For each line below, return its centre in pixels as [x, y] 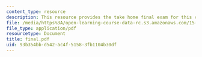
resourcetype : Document [36, 34]
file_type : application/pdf [41, 28]
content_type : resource [36, 12]
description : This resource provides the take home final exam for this [99, 17]
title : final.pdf [28, 39]
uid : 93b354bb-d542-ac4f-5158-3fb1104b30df [62, 45]
